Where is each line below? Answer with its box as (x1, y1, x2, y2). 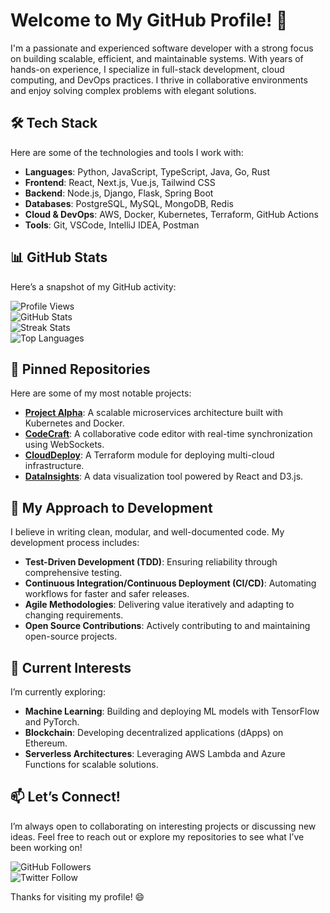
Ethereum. (24, 737, 68, 749)
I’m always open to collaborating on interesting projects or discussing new (10, 820, 317, 832)
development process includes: (10, 537, 140, 549)
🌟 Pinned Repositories (10, 360, 151, 378)
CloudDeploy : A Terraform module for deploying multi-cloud (24, 449, 275, 461)
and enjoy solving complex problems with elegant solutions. (10, 84, 257, 96)
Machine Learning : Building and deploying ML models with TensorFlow (24, 705, 320, 717)
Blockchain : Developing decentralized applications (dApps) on (24, 727, 284, 738)
